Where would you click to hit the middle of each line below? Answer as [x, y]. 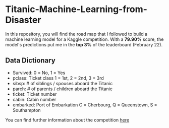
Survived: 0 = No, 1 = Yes [39, 73]
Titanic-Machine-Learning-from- [76, 9]
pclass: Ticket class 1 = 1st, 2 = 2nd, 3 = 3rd [58, 78]
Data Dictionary [30, 61]
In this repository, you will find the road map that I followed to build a [76, 34]
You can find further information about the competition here [67, 120]
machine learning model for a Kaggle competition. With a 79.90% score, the [84, 39]
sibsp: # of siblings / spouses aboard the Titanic [63, 83]
